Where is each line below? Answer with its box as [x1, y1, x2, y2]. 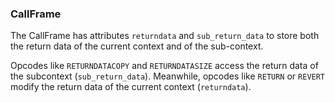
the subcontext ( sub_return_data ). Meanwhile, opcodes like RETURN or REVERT [10, 70, 326, 82]
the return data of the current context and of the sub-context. [10, 40, 264, 52]
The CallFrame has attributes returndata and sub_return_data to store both [10, 30, 320, 42]
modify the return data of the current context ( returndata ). [10, 81, 252, 93]
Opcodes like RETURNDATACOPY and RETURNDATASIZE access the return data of [10, 60, 319, 72]
